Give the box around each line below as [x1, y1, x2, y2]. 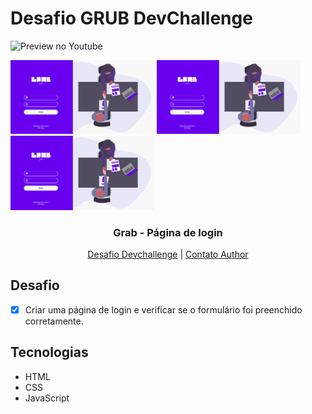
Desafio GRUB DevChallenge [10, 7, 253, 30]
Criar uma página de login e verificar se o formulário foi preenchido [24, 303, 303, 316]
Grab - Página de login [113, 225, 223, 239]
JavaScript [24, 392, 70, 404]
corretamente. [24, 315, 84, 327]
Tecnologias [10, 344, 89, 361]
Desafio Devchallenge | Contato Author [87, 248, 249, 260]
